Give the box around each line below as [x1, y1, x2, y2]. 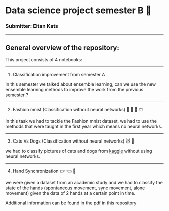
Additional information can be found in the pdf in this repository [5, 200, 137, 206]
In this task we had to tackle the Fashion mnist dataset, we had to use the [5, 118, 157, 124]
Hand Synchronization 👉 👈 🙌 [12, 168, 76, 174]
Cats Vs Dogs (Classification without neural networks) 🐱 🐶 [12, 138, 135, 144]
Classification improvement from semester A [12, 72, 105, 78]
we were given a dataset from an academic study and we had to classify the [5, 180, 163, 186]
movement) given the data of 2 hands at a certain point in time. [5, 190, 136, 196]
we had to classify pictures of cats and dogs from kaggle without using [5, 148, 152, 154]
